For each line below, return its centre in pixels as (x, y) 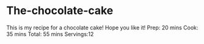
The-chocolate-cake (60, 11)
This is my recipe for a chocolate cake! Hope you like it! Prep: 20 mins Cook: (102, 28)
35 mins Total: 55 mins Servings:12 (50, 34)
